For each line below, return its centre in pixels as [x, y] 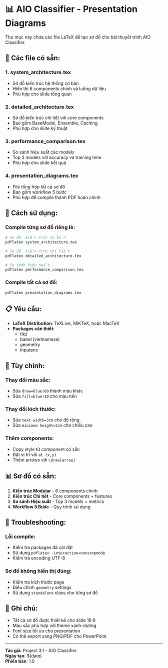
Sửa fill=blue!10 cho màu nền [44, 396]
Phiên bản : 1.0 [20, 661]
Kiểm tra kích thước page [38, 582]
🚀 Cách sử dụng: [31, 213]
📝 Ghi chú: [21, 608]
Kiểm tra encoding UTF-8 [39, 558]
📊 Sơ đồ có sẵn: [31, 476]
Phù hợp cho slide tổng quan [42, 94]
